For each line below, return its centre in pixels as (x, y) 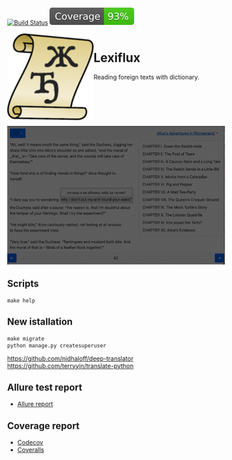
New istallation (40, 322)
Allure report (35, 404)
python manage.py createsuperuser (57, 346)
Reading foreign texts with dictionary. (147, 77)
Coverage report (43, 426)
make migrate (26, 339)
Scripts (23, 284)
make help (21, 301)
